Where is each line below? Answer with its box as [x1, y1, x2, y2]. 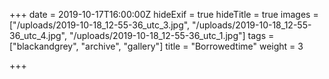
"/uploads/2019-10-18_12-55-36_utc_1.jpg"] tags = [68, 30, 275, 41]
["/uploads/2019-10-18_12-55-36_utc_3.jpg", [9, 19, 191, 31]
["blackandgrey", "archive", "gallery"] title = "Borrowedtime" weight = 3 [9, 40, 304, 52]
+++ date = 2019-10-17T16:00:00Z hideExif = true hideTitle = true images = [9, 9, 319, 20]
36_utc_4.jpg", [9, 30, 67, 41]
